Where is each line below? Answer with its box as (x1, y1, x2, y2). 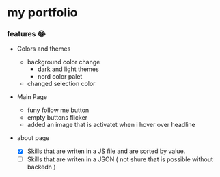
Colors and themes (16, 44, 71, 53)
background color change (27, 58, 100, 66)
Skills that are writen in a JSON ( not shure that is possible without (27, 155, 214, 163)
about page (16, 134, 50, 142)
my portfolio (7, 5, 78, 21)
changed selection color (27, 80, 96, 88)
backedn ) (27, 163, 56, 171)
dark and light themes (37, 65, 99, 73)
